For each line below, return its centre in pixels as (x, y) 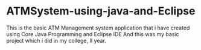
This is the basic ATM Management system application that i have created (98, 28)
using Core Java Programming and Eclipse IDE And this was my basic (93, 34)
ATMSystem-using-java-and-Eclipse (101, 11)
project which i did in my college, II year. (56, 40)
